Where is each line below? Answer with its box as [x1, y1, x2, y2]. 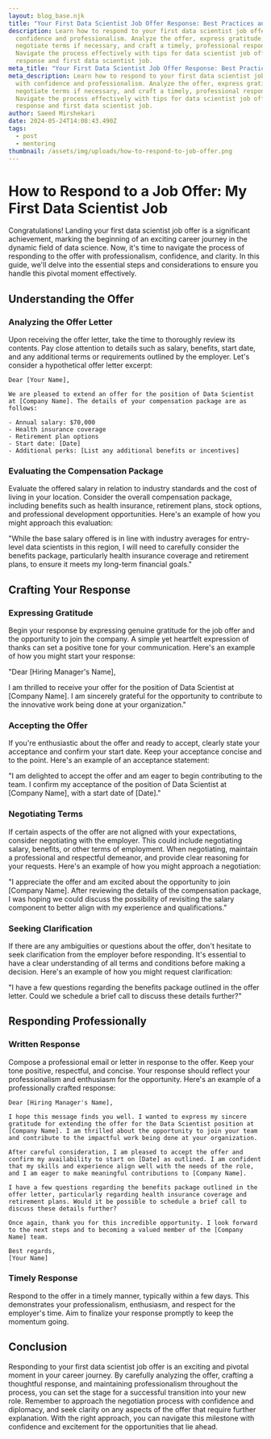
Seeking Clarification [8, 923, 93, 934]
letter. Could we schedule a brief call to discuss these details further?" [8, 991, 242, 1000]
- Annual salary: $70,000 [8, 419, 95, 427]
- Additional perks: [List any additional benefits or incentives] [8, 447, 240, 455]
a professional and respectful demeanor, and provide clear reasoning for [8, 852, 249, 862]
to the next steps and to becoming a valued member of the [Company [8, 1226, 244, 1234]
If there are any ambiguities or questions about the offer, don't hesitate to [8, 940, 252, 950]
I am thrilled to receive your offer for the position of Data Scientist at [8, 682, 235, 692]
